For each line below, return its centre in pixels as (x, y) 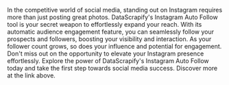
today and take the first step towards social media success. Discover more (112, 68)
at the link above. (32, 75)
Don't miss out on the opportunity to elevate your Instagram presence (106, 53)
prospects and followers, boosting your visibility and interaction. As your (109, 39)
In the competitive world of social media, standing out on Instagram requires (115, 10)
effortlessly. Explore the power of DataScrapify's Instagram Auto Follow (108, 61)
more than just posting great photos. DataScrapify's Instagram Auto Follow (112, 17)
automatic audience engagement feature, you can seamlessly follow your (111, 32)
